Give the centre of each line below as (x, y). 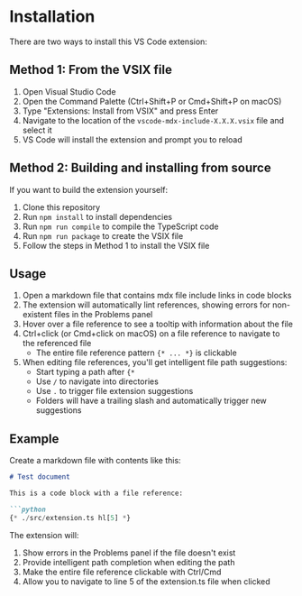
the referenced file (57, 344)
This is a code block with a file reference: (96, 493)
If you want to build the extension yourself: (89, 189)
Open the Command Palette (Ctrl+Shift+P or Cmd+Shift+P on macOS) (152, 101)
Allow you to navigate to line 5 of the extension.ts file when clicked (146, 581)
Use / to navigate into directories (97, 381)
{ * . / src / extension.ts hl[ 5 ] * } (70, 518)
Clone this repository (61, 207)
